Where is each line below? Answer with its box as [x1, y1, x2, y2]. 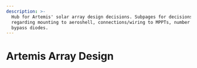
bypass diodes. [11, 24, 49, 31]
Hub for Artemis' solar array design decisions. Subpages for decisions [11, 14, 193, 20]
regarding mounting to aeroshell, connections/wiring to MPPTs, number [11, 19, 191, 25]
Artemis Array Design [6, 50, 114, 63]
